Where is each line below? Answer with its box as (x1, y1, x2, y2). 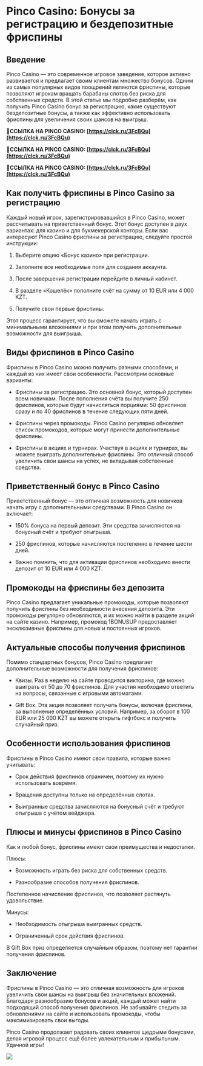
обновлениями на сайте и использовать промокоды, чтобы (6, 1010, 161, 1017)
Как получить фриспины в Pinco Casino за (6, 188, 175, 198)
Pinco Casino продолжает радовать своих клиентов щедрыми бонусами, (6, 1028, 196, 1036)
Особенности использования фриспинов (6, 738, 171, 749)
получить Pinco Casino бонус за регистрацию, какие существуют (6, 103, 176, 110)
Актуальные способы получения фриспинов (6, 642, 186, 652)
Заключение (6, 968, 57, 978)
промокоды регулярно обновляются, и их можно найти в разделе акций (6, 611, 195, 619)
